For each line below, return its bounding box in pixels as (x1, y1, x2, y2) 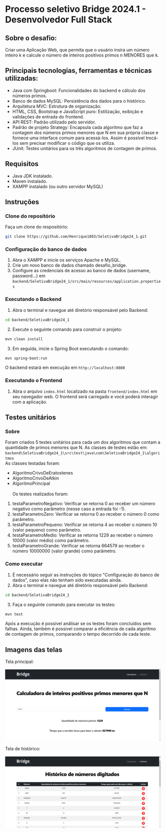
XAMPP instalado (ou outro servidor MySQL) (12, 183, 104, 189)
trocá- (145, 135, 159, 141)
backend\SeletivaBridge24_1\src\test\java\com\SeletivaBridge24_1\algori (5, 451, 161, 456)
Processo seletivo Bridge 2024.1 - (5, 3, 146, 15)
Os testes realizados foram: (12, 491, 69, 497)
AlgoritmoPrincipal (12, 480, 50, 486)
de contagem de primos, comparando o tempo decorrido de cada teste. (5, 631, 152, 637)
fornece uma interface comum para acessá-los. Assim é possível (12, 135, 145, 141)
